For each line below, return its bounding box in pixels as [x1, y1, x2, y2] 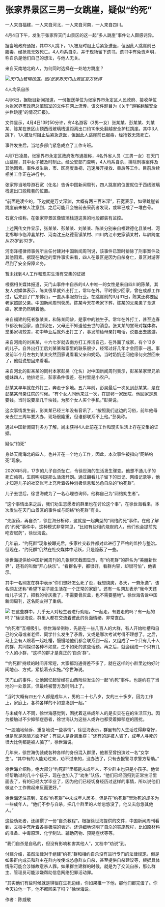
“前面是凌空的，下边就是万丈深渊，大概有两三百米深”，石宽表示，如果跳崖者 [5, 198, 160, 204]
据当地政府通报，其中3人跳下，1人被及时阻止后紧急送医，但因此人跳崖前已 [5, 42, 156, 48]
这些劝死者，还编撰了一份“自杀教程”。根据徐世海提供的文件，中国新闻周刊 [5, 817, 156, 823]
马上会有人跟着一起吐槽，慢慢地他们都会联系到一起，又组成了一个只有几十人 [5, 637, 160, 643]
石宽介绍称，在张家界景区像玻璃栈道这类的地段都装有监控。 [5, 215, 126, 220]
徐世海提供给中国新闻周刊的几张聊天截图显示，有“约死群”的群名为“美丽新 [5, 557, 153, 563]
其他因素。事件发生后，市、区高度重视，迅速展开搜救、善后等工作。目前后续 [5, 165, 160, 171]
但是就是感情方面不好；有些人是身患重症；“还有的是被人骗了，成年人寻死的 [5, 733, 158, 739]
